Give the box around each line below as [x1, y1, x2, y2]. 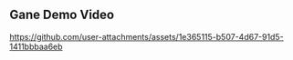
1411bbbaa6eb [9, 41, 63, 52]
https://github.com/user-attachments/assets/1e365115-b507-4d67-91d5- [9, 31, 285, 42]
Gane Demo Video [9, 7, 115, 23]
